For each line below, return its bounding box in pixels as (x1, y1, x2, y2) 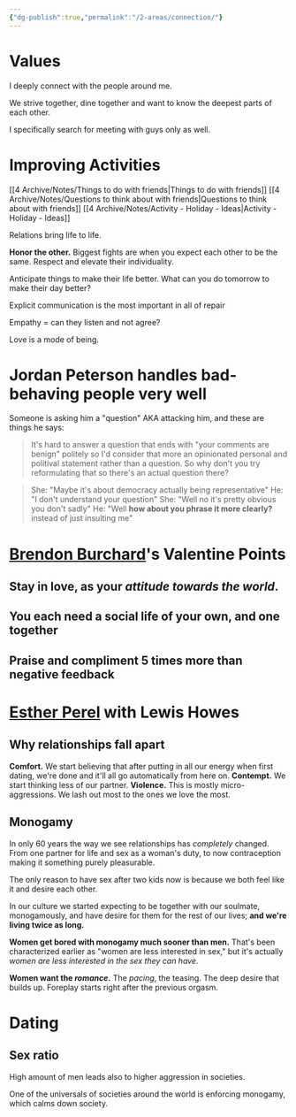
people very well (82, 384, 208, 403)
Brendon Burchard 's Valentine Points (9, 544, 286, 564)
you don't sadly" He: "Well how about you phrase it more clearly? (30, 503, 273, 514)
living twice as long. (9, 919, 85, 930)
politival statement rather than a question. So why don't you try (30, 458, 261, 469)
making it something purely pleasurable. (9, 857, 156, 868)
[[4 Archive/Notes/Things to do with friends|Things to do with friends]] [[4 (9, 184, 280, 195)
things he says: (9, 422, 65, 433)
